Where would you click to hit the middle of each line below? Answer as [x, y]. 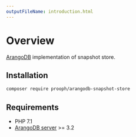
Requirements [32, 107]
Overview [30, 40]
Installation [27, 75]
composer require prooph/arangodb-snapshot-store [68, 89]
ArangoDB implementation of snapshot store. [61, 57]
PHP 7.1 [23, 122]
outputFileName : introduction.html [50, 11]
